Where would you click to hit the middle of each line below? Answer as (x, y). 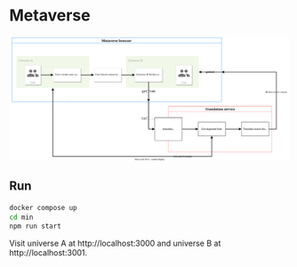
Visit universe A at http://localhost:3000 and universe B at (115, 243)
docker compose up (43, 207)
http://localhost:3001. (48, 253)
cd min (21, 217)
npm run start (36, 227)
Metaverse (50, 16)
